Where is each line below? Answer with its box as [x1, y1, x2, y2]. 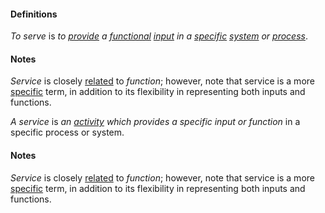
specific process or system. [10, 126, 125, 139]
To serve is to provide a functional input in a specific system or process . [10, 30, 308, 42]
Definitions [10, 8, 58, 20]
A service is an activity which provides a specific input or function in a [10, 116, 301, 128]
